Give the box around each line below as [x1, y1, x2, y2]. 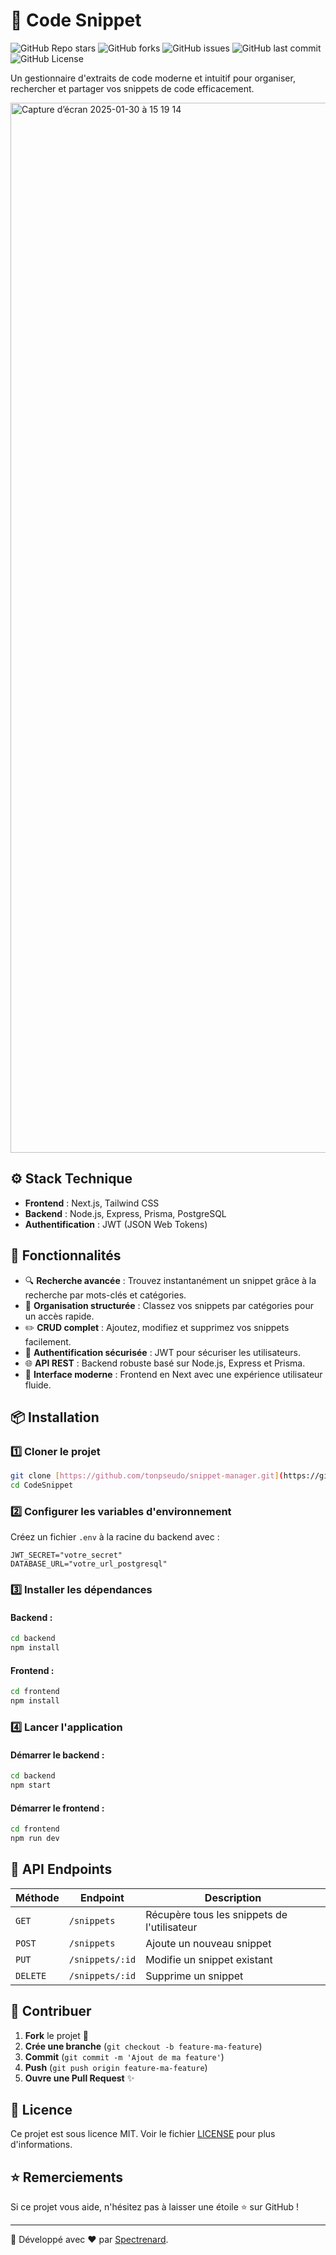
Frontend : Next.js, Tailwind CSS [24, 1197, 160, 1209]
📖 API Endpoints [10, 1861, 113, 1878]
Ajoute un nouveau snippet [145, 1936, 272, 1950]
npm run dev [10, 1834, 60, 1844]
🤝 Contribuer [10, 2003, 92, 2020]
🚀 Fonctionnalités [10, 1247, 122, 1264]
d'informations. [10, 2139, 73, 2151]
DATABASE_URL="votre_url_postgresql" [10, 1559, 168, 1569]
